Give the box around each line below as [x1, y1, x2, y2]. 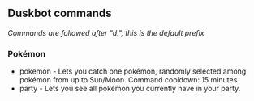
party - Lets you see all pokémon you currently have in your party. [19, 84, 241, 94]
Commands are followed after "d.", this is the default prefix [7, 27, 204, 37]
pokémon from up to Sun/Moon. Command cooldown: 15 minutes [19, 75, 238, 85]
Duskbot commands [7, 6, 112, 20]
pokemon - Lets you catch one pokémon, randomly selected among [19, 66, 247, 76]
